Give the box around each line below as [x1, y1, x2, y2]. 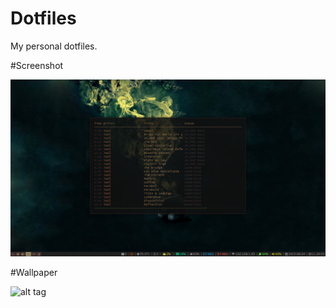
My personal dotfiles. [10, 40, 98, 52]
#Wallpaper [10, 266, 58, 278]
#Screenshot [10, 59, 64, 71]
